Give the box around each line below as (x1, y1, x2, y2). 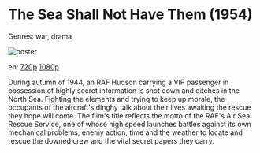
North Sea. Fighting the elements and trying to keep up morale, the (8, 94, 225, 103)
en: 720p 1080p (8, 62, 59, 72)
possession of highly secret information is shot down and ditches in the (8, 85, 240, 95)
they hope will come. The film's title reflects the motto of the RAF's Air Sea (8, 110, 251, 120)
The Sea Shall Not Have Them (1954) (8, 6, 253, 24)
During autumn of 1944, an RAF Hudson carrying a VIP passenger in (8, 77, 229, 87)
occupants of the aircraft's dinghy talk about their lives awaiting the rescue (8, 103, 251, 112)
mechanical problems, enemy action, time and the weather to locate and (8, 128, 243, 137)
